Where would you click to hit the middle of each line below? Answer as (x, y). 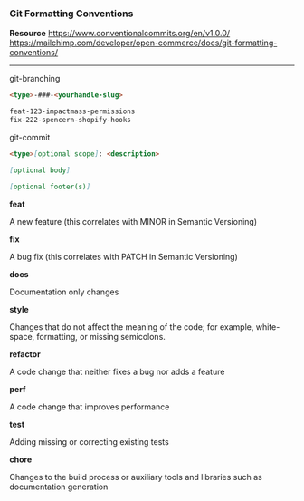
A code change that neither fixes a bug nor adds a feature (117, 371)
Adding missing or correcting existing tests (89, 441)
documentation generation (59, 487)
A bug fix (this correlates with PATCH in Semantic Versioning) (123, 256)
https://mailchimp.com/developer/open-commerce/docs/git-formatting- (143, 43)
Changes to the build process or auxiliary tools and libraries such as (136, 477)
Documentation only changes (64, 292)
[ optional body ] (40, 170)
